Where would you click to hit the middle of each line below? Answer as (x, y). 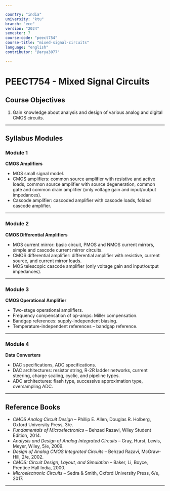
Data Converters (23, 355)
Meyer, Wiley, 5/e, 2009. (38, 446)
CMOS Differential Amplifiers (36, 235)
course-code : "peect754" (31, 38)
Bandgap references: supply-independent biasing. (65, 321)
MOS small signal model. (38, 174)
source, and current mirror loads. (47, 261)
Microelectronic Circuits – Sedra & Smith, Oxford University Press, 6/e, (86, 473)
